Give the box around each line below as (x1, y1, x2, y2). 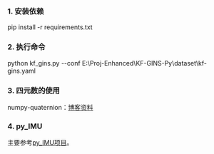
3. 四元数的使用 (7, 86, 61, 96)
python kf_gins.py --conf (7, 58, 81, 67)
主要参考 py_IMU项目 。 (7, 138, 73, 147)
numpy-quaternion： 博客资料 (7, 103, 94, 111)
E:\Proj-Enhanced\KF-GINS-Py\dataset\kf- (81, 58, 207, 67)
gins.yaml (7, 66, 36, 75)
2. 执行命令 (7, 42, 46, 52)
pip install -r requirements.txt (7, 23, 93, 31)
